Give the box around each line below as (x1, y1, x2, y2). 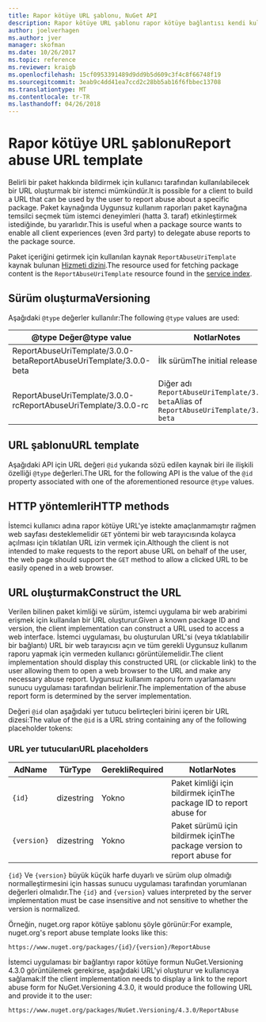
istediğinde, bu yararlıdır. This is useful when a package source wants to (8, 220, 242, 229)
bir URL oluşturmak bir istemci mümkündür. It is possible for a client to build (8, 186, 253, 195)
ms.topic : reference (8, 56, 77, 64)
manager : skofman (8, 41, 66, 49)
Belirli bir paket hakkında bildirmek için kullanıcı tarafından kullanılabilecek (8, 178, 250, 187)
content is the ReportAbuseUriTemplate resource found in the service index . (8, 269, 253, 279)
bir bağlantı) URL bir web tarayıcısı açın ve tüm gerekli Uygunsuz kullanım (8, 641, 248, 650)
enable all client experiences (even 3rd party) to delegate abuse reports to (8, 228, 251, 238)
